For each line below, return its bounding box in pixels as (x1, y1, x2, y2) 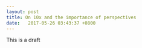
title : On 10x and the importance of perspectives (6, 14, 137, 20)
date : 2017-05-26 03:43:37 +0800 (6, 20, 96, 26)
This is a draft (6, 37, 40, 44)
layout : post (6, 8, 39, 15)
